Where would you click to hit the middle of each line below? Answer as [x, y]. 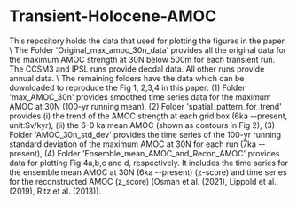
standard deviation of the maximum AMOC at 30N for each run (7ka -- [137, 144]
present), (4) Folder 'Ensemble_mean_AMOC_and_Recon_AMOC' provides [145, 153]
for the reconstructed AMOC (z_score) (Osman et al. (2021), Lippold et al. [143, 181]
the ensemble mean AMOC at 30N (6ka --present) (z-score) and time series [148, 172]
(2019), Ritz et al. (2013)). [55, 191]
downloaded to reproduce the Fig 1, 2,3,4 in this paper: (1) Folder [127, 87]
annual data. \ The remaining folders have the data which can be [127, 78]
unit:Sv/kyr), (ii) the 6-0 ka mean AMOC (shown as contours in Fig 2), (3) [142, 125]
